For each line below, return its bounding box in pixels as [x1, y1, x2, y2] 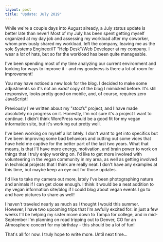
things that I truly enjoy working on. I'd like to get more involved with [5, 151, 142, 157]
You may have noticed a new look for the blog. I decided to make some [5, 80, 147, 86]
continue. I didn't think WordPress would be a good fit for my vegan [5, 116, 141, 121]
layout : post [5, 7, 32, 12]
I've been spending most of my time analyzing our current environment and [5, 60, 157, 66]
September [5, 217, 28, 222]
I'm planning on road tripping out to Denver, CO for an [28, 217, 136, 222]
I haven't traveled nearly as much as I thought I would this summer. [5, 201, 140, 207]
